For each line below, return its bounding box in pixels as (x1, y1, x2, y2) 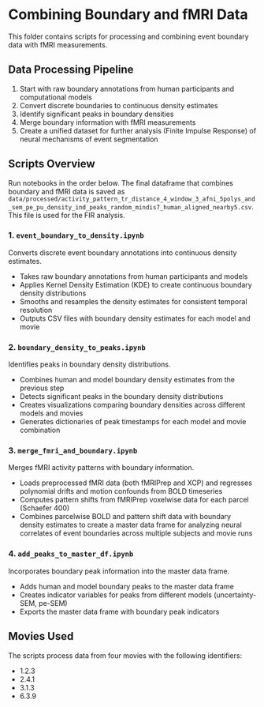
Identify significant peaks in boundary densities (19, 109, 174, 118)
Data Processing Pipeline (8, 63, 134, 77)
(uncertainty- (214, 590, 257, 600)
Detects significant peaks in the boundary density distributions (19, 392, 224, 401)
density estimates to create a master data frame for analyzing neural (19, 520, 242, 530)
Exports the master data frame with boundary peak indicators (19, 607, 220, 616)
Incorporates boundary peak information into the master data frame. (8, 566, 230, 576)
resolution (19, 305, 53, 314)
